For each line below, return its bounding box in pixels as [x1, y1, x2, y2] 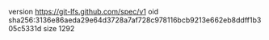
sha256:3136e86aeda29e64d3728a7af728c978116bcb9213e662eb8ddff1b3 [8, 15, 262, 25]
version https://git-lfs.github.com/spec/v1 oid [8, 7, 159, 16]
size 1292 [43, 24, 75, 33]
